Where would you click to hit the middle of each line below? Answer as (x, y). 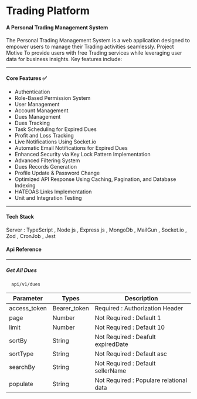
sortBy (18, 340)
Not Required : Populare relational (141, 380)
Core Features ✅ (26, 78)
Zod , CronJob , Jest (31, 236)
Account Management (41, 110)
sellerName (111, 370)
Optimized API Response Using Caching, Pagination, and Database (95, 179)
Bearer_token (71, 308)
